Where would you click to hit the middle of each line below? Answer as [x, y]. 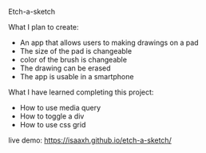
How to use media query [60, 108]
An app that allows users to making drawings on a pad [109, 42]
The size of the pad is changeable [76, 51]
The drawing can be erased [65, 68]
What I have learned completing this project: [81, 92]
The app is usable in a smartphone [77, 76]
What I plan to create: [44, 27]
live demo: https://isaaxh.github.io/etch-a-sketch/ [90, 140]
